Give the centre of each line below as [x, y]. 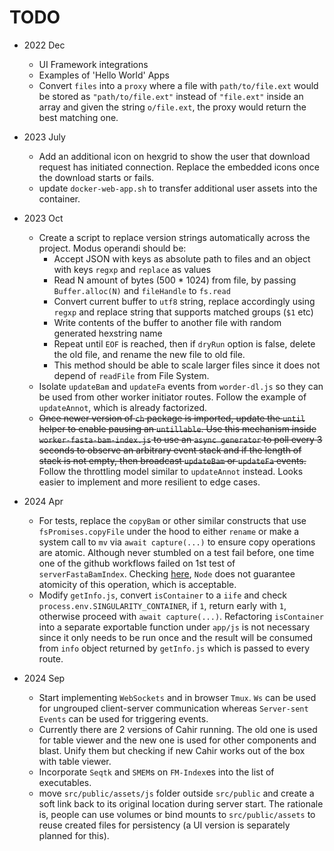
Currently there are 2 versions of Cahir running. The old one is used [178, 729]
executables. [65, 782]
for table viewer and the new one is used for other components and [177, 740]
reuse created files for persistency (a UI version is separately [164, 825]
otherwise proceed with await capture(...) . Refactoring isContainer [181, 616]
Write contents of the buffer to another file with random [167, 322]
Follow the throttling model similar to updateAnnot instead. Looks [171, 471]
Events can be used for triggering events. [123, 718]
